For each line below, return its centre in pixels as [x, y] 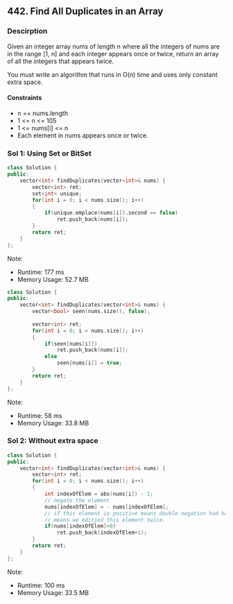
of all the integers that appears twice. [61, 61]
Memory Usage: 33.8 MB [53, 423]
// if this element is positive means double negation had [131, 513]
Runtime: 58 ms [40, 415]
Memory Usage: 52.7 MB [53, 279]
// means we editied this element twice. [105, 520]
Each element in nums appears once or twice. [83, 135]
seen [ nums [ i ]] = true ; [89, 363]
